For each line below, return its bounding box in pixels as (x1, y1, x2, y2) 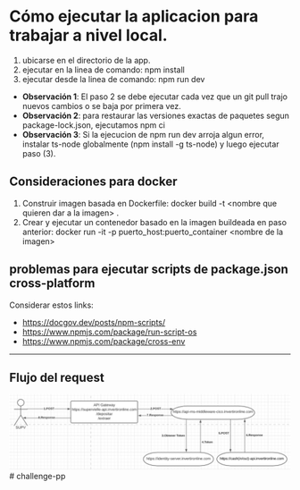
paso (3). (21, 148, 56, 158)
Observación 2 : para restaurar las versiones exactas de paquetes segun (21, 110, 290, 121)
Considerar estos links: (9, 300, 94, 310)
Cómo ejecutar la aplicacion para (9, 6, 259, 27)
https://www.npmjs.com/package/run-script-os (21, 326, 197, 337)
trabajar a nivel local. (9, 25, 168, 46)
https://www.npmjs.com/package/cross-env (21, 335, 186, 346)
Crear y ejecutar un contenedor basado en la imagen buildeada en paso (21, 216, 287, 227)
